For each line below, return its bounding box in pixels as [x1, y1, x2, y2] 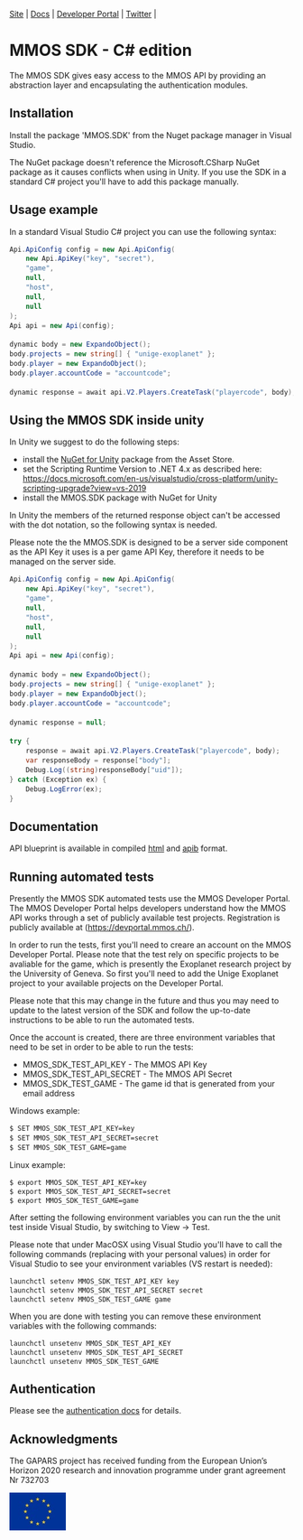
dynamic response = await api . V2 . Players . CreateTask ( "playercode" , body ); [9, 387, 297, 397]
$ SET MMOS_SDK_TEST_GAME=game [9, 1143, 127, 1152]
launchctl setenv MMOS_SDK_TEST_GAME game [9, 1294, 171, 1304]
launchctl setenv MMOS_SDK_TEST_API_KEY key [9, 1276, 179, 1286]
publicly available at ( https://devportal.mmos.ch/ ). [9, 922, 196, 932]
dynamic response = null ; [9, 718, 106, 727]
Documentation [9, 818, 99, 835]
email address [22, 1088, 75, 1098]
